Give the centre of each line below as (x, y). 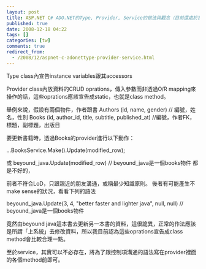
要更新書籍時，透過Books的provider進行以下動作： (71, 138)
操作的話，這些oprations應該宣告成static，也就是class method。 (88, 96)
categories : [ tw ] (29, 40)
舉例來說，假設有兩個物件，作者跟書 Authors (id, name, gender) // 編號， (98, 109)
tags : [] (17, 35)
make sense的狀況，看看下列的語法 (51, 191)
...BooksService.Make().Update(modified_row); (66, 150)
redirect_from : (26, 52)
